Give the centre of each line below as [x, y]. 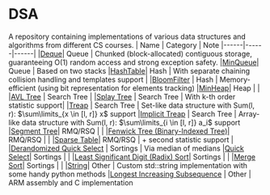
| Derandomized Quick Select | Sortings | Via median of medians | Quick [126, 148]
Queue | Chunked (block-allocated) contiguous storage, [159, 53]
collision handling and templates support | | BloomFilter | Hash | [113, 79]
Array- [249, 113]
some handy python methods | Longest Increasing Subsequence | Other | [130, 174]
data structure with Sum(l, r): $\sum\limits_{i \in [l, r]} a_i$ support [131, 122]
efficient [22, 88]
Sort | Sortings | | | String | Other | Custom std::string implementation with [128, 165]
